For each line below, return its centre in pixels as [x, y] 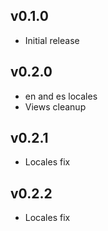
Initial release [52, 40]
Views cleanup [55, 106]
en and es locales [61, 96]
